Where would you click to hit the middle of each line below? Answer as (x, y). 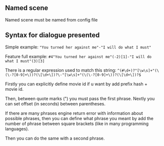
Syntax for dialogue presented (52, 35)
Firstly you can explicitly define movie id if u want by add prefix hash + (76, 84)
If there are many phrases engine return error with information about (74, 113)
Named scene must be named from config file (51, 20)
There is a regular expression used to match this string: (61, 70)
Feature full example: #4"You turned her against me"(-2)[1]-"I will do (78, 56)
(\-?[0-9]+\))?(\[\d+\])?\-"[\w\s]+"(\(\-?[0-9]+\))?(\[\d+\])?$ (73, 75)
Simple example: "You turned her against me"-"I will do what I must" (78, 47)
